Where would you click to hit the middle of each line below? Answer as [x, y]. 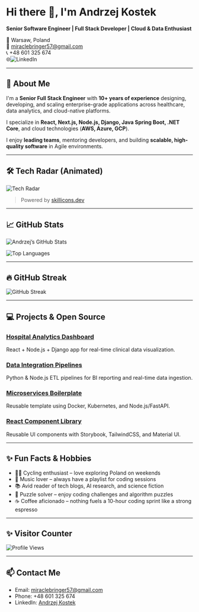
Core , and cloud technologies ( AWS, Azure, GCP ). [68, 128]
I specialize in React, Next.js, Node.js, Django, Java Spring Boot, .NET [93, 122]
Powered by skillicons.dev [52, 200]
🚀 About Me [28, 84]
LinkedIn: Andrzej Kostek [45, 603]
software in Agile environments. [64, 146]
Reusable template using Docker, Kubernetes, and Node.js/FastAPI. [88, 406]
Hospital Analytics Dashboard [50, 337]
